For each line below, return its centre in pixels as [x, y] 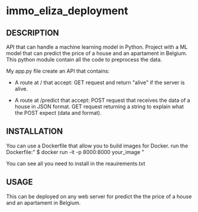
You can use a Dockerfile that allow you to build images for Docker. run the [97, 146]
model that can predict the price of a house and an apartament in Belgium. [97, 53]
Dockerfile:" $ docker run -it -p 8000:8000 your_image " [75, 152]
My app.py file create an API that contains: [58, 71]
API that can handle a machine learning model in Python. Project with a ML [97, 47]
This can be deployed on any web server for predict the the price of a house [99, 196]
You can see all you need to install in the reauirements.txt [76, 163]
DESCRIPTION [33, 33]
